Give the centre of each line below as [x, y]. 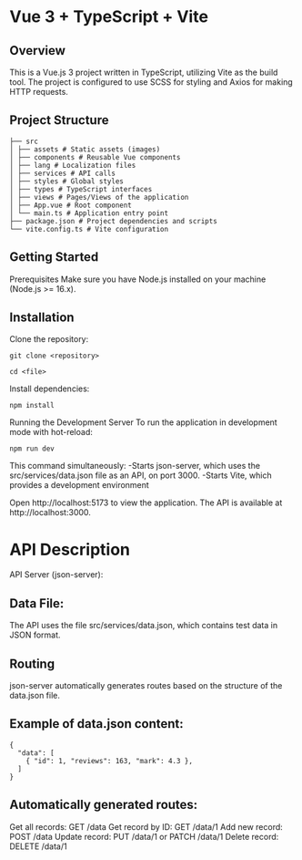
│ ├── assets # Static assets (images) [85, 149]
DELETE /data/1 [38, 846]
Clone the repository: [49, 339]
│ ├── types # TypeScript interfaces [81, 189]
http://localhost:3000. [50, 513]
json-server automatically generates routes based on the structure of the [146, 685]
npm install [32, 406]
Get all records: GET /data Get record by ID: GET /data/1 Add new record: [146, 826]
